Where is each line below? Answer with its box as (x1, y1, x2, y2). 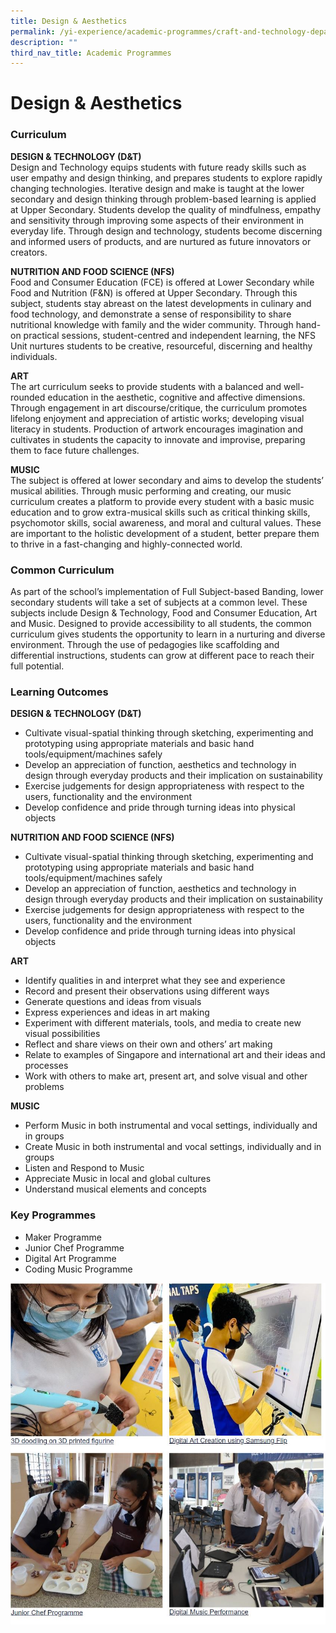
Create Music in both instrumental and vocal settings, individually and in (24, 1141, 322, 1153)
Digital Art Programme (24, 1252, 117, 1264)
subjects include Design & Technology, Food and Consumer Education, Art (10, 607, 318, 619)
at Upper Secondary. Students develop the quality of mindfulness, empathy (10, 203, 322, 215)
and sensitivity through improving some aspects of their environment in (10, 214, 305, 226)
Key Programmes (10, 1208, 97, 1222)
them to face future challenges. (10, 444, 140, 456)
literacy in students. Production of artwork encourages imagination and (10, 423, 304, 435)
